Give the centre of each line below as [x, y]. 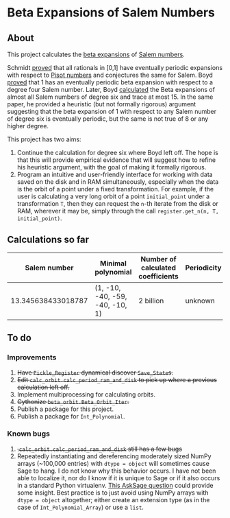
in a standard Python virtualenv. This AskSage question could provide [115, 485]
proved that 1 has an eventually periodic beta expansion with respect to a [110, 82]
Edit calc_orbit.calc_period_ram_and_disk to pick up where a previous [117, 379]
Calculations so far [48, 240]
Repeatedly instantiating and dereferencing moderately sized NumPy [114, 456]
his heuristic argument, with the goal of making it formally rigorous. [112, 167]
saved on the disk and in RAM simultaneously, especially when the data [118, 182]
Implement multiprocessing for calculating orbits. [86, 394]
